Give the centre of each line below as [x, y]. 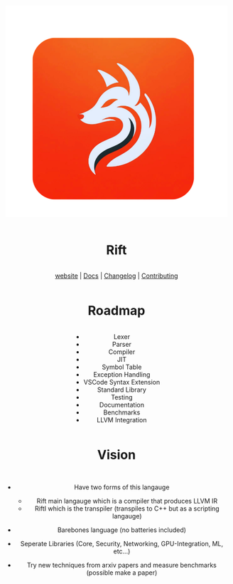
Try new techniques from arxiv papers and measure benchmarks [122, 565]
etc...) [122, 551]
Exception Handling [121, 375]
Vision [116, 455]
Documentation [122, 405]
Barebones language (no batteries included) [122, 530]
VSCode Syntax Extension [122, 382]
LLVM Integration [121, 420]
